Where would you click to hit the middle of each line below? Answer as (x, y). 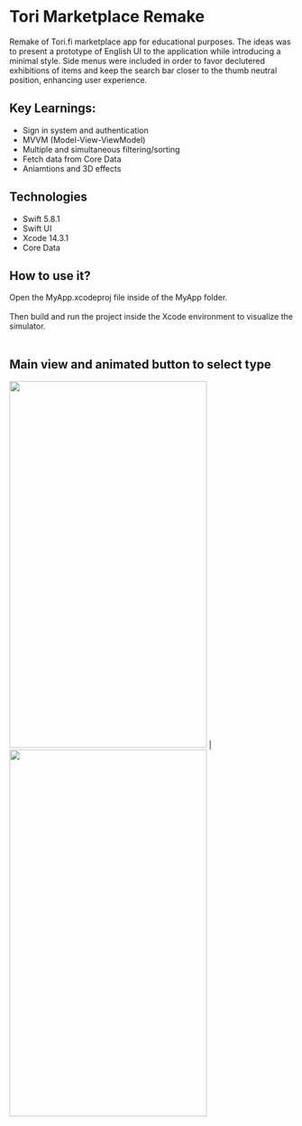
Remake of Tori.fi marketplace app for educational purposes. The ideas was (150, 42)
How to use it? (50, 276)
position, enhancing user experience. (78, 79)
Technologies (49, 197)
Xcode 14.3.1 (46, 237)
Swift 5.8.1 (41, 219)
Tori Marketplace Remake (107, 17)
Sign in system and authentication (85, 130)
